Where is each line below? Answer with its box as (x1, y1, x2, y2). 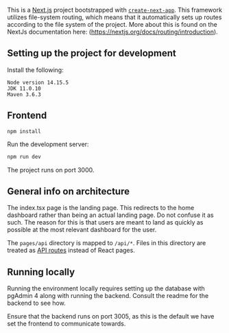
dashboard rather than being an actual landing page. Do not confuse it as (7, 211, 214, 219)
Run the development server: (7, 140, 89, 148)
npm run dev (7, 153, 41, 160)
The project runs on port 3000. (7, 165, 95, 174)
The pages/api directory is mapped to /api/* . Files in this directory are (7, 239, 206, 247)
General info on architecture (7, 185, 130, 197)
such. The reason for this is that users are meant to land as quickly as (7, 218, 204, 227)
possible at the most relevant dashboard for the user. (7, 226, 157, 234)
